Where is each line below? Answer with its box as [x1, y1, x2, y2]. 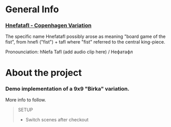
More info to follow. [5, 96, 46, 103]
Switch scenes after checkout [25, 116, 89, 122]
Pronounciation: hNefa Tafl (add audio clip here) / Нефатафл [5, 49, 134, 55]
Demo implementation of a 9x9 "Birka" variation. [5, 85, 130, 92]
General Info [5, 4, 59, 15]
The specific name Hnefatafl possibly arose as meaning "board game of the [5, 33, 166, 39]
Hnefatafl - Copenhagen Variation [5, 22, 92, 29]
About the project [5, 67, 82, 78]
